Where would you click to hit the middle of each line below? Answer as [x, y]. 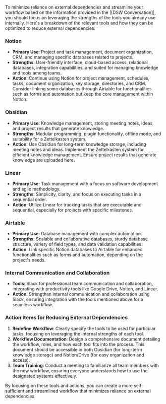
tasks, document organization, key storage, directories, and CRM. [79, 83]
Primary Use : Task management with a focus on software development [85, 184]
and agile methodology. [36, 189]
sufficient [15, 391]
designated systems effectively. [45, 376]
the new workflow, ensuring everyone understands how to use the [80, 370]
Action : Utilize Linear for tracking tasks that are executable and [77, 204]
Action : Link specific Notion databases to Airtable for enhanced [77, 250]
